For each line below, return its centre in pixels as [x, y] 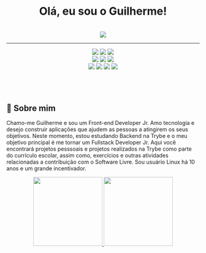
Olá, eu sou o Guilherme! [103, 11]
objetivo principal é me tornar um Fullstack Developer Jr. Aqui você [91, 142]
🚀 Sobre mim [31, 108]
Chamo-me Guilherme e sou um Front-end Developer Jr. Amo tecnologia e [101, 123]
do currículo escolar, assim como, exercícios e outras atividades [87, 155]
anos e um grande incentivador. [47, 168]
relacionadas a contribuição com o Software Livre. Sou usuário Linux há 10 [101, 162]
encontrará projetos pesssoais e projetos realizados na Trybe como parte [99, 149]
